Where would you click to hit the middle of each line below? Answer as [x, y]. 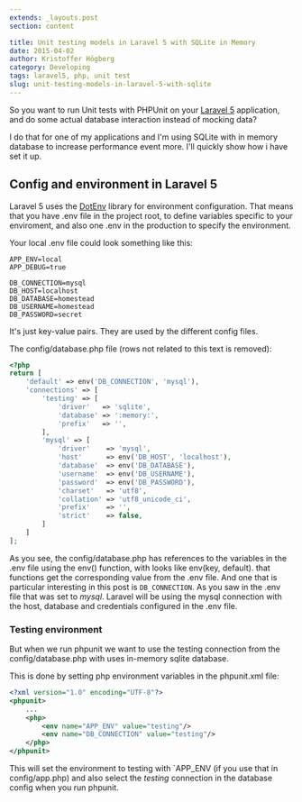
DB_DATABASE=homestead [52, 298]
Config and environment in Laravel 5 [114, 184]
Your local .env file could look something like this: [101, 242]
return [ [26, 374]
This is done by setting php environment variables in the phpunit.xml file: [144, 676]
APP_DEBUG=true [38, 267]
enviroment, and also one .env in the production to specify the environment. [150, 225]
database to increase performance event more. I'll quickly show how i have [149, 146]
